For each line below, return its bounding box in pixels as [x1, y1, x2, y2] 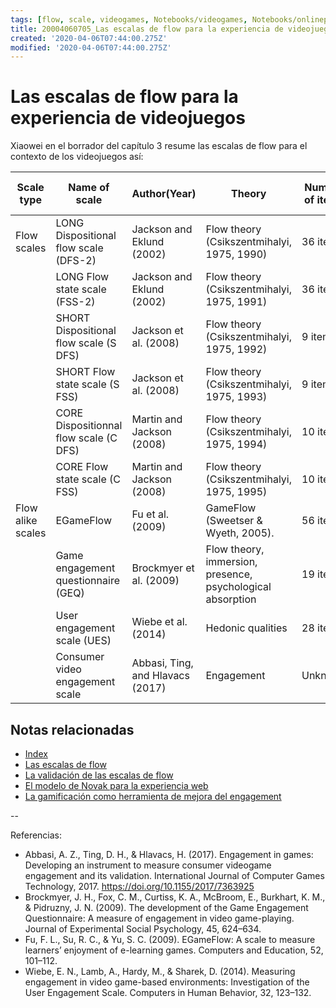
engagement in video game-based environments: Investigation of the [24, 976, 310, 988]
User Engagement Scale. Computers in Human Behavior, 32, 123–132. [24, 987, 312, 998]
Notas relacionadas [10, 721, 135, 738]
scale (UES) [55, 634, 112, 648]
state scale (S [55, 377, 120, 391]
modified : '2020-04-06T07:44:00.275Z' [10, 42, 172, 53]
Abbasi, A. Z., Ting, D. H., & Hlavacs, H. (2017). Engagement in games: [24, 849, 314, 860]
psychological [205, 580, 272, 594]
